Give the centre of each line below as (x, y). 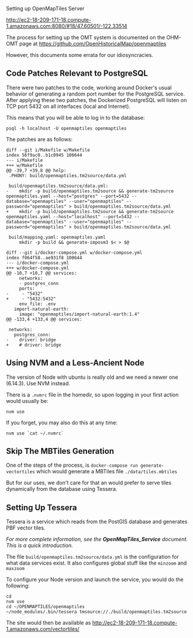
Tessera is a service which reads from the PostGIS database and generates (97, 522)
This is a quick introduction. (39, 545)
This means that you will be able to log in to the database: (75, 117)
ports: (27, 289)
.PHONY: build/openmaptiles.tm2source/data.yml (68, 175)
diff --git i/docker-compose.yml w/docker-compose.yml (74, 252)
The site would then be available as (49, 623)
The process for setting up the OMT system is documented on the (86, 37)
